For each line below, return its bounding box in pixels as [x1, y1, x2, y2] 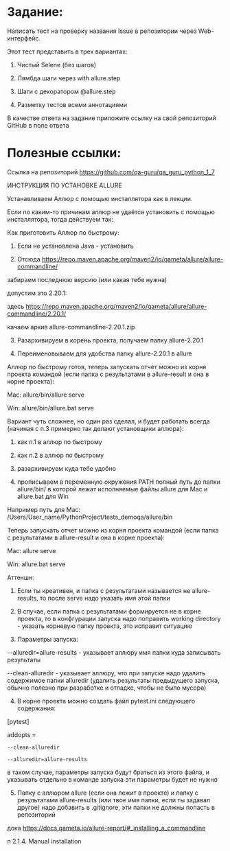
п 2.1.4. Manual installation [7, 837, 82, 845]
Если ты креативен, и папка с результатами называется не [16, 586, 191, 594]
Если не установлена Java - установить [16, 242, 134, 250]
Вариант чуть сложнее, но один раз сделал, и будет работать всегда [7, 417, 211, 425]
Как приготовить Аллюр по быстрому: [7, 228, 119, 237]
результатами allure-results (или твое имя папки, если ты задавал [16, 795, 211, 804]
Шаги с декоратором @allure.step [16, 87, 116, 95]
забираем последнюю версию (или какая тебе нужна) [7, 275, 168, 283]
